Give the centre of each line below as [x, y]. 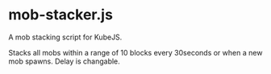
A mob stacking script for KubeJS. [65, 37]
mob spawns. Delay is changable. [65, 61]
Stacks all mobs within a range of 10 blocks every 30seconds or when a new [135, 52]
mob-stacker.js [60, 15]
